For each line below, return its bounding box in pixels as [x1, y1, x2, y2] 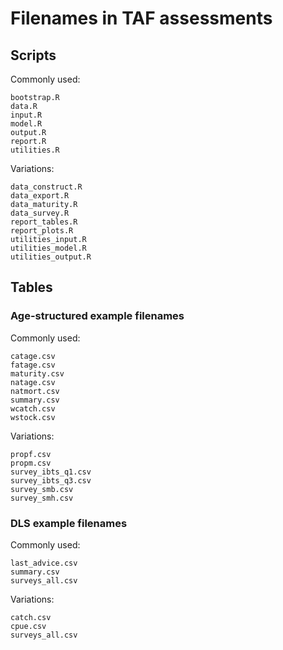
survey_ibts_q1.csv [10, 467, 92, 477]
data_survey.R [10, 208, 70, 218]
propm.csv [10, 458, 52, 468]
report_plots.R [10, 226, 74, 236]
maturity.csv [10, 368, 65, 379]
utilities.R [10, 145, 60, 155]
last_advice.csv [10, 558, 78, 568]
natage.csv [10, 377, 56, 387]
